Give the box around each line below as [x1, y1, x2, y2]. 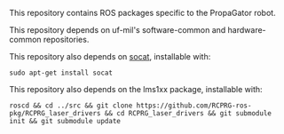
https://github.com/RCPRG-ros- [136, 101, 252, 110]
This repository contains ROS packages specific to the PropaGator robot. [9, 8, 277, 18]
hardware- [227, 25, 266, 35]
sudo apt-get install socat [9, 68, 114, 77]
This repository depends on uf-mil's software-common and [9, 25, 226, 35]
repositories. [43, 35, 90, 44]
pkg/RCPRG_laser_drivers [9, 109, 101, 118]
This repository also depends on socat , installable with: [9, 51, 211, 61]
